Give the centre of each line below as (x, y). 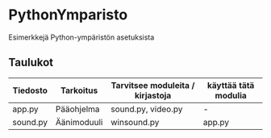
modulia (231, 95)
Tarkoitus (79, 90)
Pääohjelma (77, 109)
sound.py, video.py (146, 109)
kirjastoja (153, 95)
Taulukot (31, 63)
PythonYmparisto (68, 15)
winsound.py (135, 122)
